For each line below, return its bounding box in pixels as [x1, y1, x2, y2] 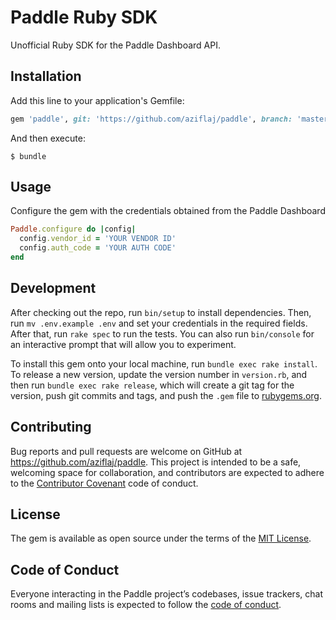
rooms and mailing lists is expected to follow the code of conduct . [10, 599, 282, 611]
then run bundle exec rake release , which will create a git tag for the [10, 379, 295, 391]
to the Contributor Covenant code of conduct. [10, 477, 199, 489]
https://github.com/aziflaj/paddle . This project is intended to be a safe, [10, 456, 302, 468]
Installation [10, 68, 82, 85]
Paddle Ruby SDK [10, 6, 158, 29]
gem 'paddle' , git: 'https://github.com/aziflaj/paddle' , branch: [10, 114, 293, 124]
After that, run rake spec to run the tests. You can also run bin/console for [10, 327, 315, 340]
